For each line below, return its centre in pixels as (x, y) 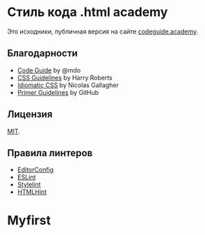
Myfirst (29, 220)
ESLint (26, 177)
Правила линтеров (50, 153)
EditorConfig (35, 170)
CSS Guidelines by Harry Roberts (65, 77)
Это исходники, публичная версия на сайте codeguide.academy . (103, 31)
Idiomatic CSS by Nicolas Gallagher (68, 85)
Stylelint (29, 185)
